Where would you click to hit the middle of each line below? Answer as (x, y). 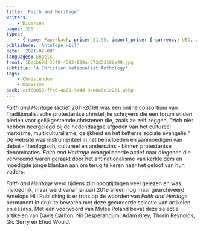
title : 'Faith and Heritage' (43, 12)
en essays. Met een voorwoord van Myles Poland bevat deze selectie (93, 209)
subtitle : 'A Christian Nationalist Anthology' (67, 68)
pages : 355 (20, 29)
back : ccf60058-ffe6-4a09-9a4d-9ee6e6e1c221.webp (70, 90)
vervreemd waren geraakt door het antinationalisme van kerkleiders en (94, 159)
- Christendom (35, 79)
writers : (17, 17)
